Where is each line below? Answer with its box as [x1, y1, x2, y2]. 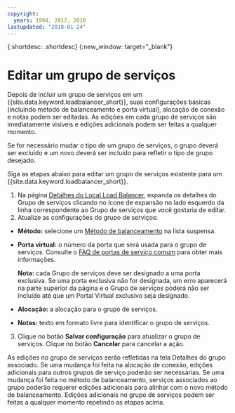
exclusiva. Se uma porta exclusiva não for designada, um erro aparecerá [17, 277, 227, 285]
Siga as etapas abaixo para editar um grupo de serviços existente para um [7, 170, 222, 178]
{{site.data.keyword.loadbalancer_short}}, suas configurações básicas [7, 98, 211, 106]
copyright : [7, 10, 39, 18]
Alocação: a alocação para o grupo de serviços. [17, 305, 158, 313]
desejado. [7, 156, 36, 165]
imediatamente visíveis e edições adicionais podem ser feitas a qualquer [7, 120, 217, 129]
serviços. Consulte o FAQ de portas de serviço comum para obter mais [17, 248, 223, 256]
